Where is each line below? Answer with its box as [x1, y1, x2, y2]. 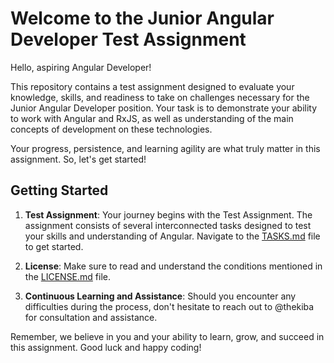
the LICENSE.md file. [24, 270, 112, 282]
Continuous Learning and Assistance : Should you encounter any [24, 290, 297, 302]
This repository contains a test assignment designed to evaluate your [10, 80, 295, 92]
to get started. [24, 240, 84, 252]
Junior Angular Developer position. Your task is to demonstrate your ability [10, 102, 318, 114]
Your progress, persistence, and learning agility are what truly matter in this [10, 142, 321, 154]
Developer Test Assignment [10, 28, 247, 51]
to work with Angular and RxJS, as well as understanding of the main [10, 112, 294, 124]
